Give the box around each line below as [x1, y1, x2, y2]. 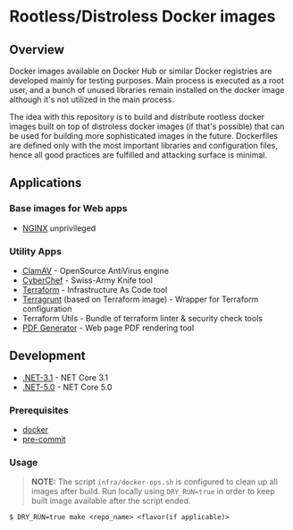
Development [9, 348, 87, 363]
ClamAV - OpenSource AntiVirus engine [21, 265, 170, 276]
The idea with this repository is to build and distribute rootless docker [9, 112, 265, 122]
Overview [9, 42, 65, 57]
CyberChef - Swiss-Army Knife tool [21, 275, 154, 286]
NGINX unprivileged [21, 222, 96, 234]
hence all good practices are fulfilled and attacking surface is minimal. [9, 150, 268, 160]
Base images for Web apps [9, 202, 128, 215]
